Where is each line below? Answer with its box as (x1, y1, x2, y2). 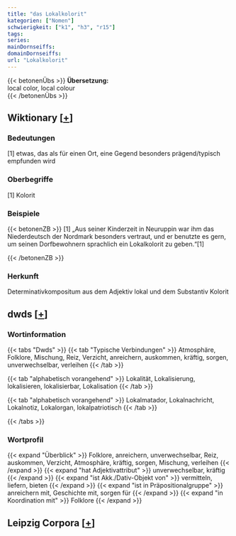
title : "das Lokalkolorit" (7, 10, 87, 18)
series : (7, 37, 30, 44)
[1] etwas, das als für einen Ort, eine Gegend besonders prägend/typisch (7, 149, 221, 158)
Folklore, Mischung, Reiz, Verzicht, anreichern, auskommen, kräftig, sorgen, (7, 353, 229, 362)
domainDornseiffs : (7, 50, 62, 58)
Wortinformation (7, 329, 66, 339)
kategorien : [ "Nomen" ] (7, 17, 74, 24)
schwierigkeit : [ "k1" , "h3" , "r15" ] (7, 23, 116, 31)
